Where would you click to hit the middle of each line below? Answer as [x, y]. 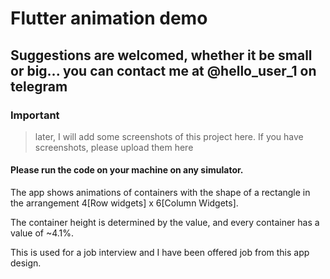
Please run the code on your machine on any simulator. [127, 170]
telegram [39, 86]
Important [35, 115]
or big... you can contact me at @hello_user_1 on [163, 70]
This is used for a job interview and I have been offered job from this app [160, 253]
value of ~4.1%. [42, 233]
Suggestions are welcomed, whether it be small [161, 55]
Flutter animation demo [109, 18]
